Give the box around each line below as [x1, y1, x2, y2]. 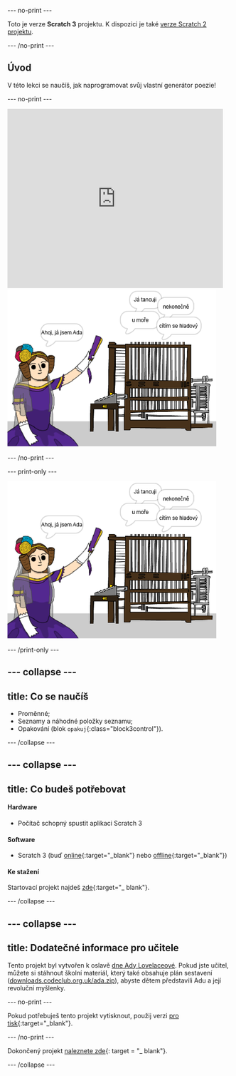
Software [7, 835, 36, 844]
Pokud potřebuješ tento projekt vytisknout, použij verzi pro [7, 1011, 179, 1020]
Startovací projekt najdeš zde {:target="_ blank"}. [7, 883, 150, 892]
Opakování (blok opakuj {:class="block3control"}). [17, 724, 163, 733]
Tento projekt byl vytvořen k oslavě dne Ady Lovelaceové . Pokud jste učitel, [7, 960, 229, 969]
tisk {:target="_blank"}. [7, 1019, 73, 1028]
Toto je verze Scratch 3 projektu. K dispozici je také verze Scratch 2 [7, 20, 207, 28]
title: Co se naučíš [7, 690, 89, 702]
